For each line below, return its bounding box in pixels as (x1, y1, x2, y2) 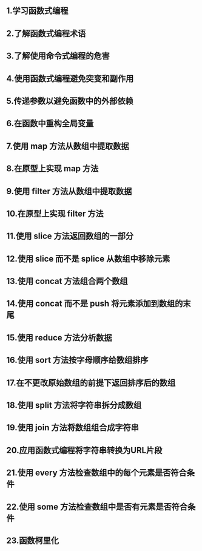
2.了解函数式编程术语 (6, 28, 86, 38)
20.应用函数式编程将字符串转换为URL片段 (6, 445, 163, 455)
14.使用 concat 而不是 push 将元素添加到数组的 (6, 299, 183, 309)
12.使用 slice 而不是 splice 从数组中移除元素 (6, 254, 170, 264)
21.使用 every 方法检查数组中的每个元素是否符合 (6, 468, 187, 478)
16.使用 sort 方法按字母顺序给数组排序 (6, 355, 149, 365)
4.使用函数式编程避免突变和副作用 (6, 73, 134, 84)
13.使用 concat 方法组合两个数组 (6, 276, 128, 286)
